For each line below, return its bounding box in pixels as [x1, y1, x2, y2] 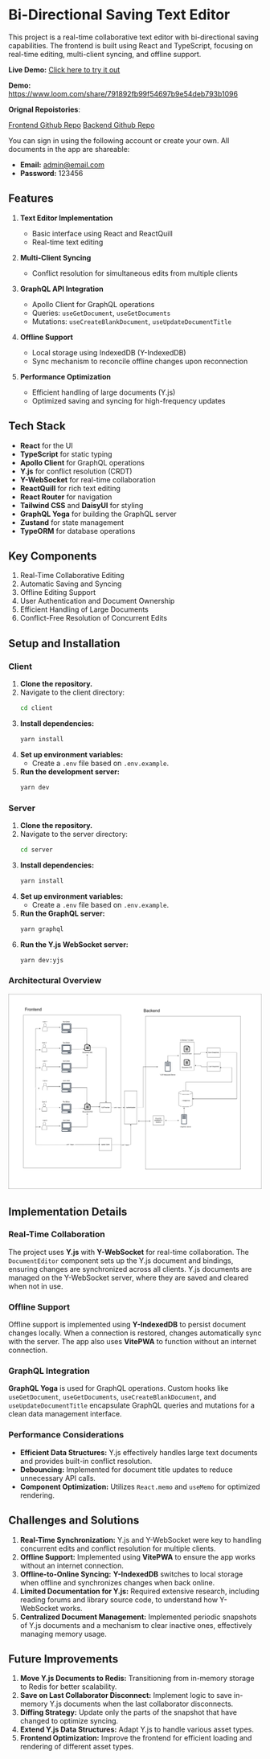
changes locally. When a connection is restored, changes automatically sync [8, 1328, 262, 1338]
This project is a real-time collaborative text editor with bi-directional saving [8, 32, 259, 42]
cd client [19, 704, 54, 712]
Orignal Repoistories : [8, 105, 80, 114]
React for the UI [19, 441, 74, 450]
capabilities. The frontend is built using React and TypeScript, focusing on [8, 40, 253, 50]
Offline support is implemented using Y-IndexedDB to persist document [8, 1320, 247, 1330]
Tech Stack [8, 420, 66, 433]
